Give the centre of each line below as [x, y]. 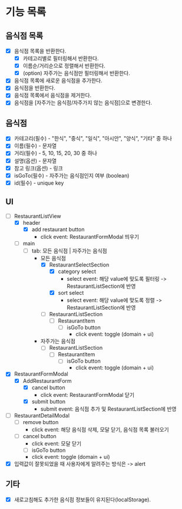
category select [77, 271]
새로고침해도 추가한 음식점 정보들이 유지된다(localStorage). [82, 500]
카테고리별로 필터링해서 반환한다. [61, 58]
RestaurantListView [37, 216]
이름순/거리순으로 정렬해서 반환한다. [64, 66]
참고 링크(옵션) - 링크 [38, 168]
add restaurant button [58, 229]
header [32, 222]
